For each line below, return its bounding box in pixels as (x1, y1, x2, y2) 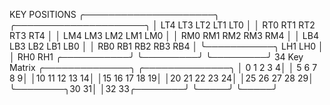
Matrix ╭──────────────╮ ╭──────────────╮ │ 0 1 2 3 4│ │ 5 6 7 (9, 62, 318, 73)
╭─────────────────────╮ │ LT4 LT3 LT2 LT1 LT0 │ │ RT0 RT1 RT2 (9, 19, 316, 31)
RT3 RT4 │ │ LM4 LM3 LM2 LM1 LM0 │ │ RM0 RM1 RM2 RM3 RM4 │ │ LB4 (9, 30, 319, 41)
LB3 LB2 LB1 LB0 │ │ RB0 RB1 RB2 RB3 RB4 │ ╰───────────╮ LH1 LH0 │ (9, 40, 324, 52)
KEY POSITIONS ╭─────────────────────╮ (9, 9, 220, 20)
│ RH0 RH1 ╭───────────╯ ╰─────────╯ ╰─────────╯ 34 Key (9, 51, 304, 63)
